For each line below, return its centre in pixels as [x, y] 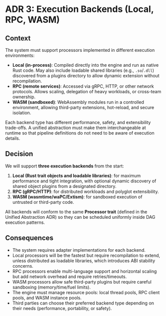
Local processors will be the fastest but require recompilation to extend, [86, 255]
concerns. [23, 266]
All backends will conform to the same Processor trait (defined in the [76, 212]
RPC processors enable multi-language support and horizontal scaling [84, 271]
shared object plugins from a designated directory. [64, 186]
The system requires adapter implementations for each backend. [79, 250]
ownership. [24, 97]
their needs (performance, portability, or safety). [62, 308]
